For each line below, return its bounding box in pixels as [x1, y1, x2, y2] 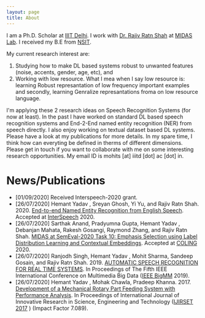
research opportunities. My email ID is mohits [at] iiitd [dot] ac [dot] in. [6, 152, 184, 160]
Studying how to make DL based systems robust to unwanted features [15, 62, 193, 69]
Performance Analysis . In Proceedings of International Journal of [15, 292, 180, 299]
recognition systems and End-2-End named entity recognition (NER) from [6, 119, 192, 126]
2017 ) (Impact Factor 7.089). [15, 304, 88, 312]
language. [15, 95, 41, 102]
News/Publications [6, 173, 106, 187]
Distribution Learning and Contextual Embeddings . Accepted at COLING [15, 239, 198, 247]
